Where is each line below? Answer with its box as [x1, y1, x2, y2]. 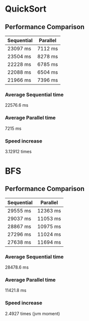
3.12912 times [5, 148, 32, 154]
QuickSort [5, 3, 47, 15]
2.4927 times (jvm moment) [5, 310, 60, 316]
